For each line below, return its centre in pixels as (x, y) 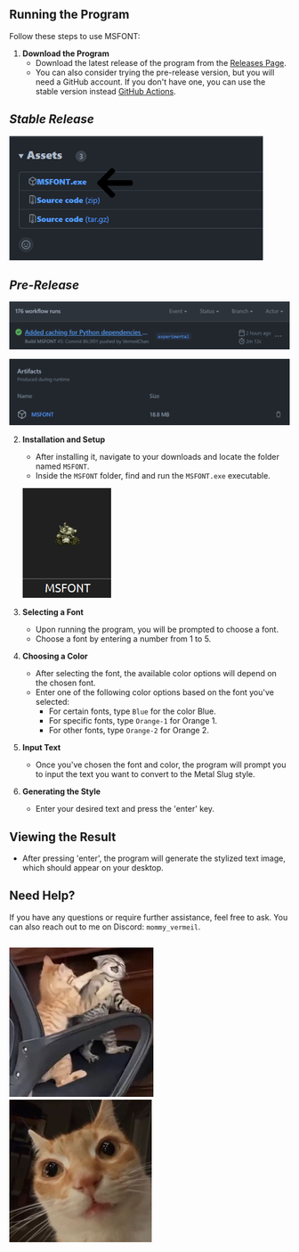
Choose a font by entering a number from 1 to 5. (123, 639)
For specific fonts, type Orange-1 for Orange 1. (133, 721)
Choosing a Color (55, 656)
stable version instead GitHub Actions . (105, 91)
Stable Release (52, 119)
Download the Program (65, 53)
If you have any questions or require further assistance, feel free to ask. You (149, 917)
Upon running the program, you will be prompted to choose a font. (157, 630)
